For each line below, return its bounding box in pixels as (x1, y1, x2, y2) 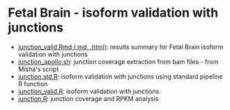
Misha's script (17, 65, 59, 73)
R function (17, 79, 48, 88)
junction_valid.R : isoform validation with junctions (17, 87, 160, 95)
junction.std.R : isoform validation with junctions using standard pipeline (17, 72, 223, 81)
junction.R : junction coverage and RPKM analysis (17, 94, 159, 102)
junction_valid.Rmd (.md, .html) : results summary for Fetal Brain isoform (17, 42, 224, 51)
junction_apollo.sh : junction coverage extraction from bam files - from (17, 57, 219, 65)
